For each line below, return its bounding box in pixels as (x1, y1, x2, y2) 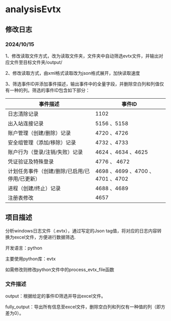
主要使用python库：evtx (5, 255, 56, 261)
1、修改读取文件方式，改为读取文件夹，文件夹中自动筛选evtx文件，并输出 (5, 52, 159, 59)
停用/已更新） (8, 175, 41, 182)
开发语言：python (5, 245, 42, 251)
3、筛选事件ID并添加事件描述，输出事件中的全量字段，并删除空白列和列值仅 (5, 80, 164, 87)
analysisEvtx (5, 4, 61, 15)
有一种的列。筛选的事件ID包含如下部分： (5, 87, 90, 93)
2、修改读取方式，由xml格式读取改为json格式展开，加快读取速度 (5, 70, 140, 76)
